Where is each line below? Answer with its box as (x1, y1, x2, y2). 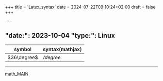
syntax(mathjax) (43, 46, 82, 53)
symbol (14, 46, 32, 53)
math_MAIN (5, 71, 29, 77)
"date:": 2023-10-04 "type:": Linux (5, 31, 115, 40)
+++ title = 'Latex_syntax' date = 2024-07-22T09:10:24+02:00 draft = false (5, 4, 156, 10)
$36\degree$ (7, 54, 38, 61)
